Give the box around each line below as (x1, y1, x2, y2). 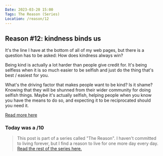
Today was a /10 (5, 124, 44, 131)
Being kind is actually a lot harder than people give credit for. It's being (5, 62, 147, 68)
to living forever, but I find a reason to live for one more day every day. (17, 140, 159, 147)
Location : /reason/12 (5, 16, 49, 21)
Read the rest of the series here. (17, 146, 82, 152)
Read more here (5, 112, 38, 118)
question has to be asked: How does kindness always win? (5, 52, 123, 59)
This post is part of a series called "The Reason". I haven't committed (17, 135, 157, 141)
